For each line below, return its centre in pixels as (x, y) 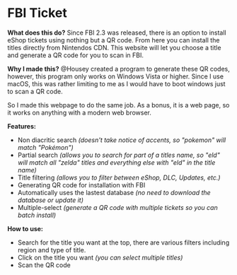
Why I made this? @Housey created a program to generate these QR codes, (118, 69)
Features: (22, 126)
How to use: (25, 228)
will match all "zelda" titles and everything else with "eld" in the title (116, 162)
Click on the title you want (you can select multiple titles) (100, 257)
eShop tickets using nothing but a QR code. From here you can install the (114, 40)
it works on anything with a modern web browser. (80, 112)
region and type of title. (52, 250)
